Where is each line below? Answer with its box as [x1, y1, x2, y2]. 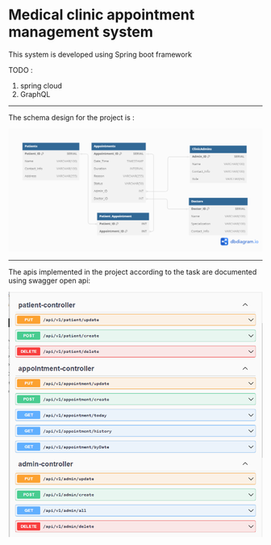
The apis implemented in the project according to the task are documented [8, 266, 257, 276]
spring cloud [19, 81, 62, 90]
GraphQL [19, 89, 51, 99]
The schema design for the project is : [8, 112, 135, 122]
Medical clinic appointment [8, 6, 195, 24]
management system [8, 23, 153, 41]
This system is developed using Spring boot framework [8, 49, 192, 59]
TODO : [8, 65, 34, 74]
